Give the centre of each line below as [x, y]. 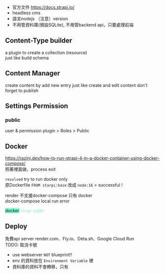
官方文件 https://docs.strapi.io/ [43, 7]
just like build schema [27, 58]
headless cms [26, 13]
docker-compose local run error [37, 201]
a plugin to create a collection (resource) [46, 52]
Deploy [16, 226]
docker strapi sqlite [25, 211]
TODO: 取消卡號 [21, 245]
